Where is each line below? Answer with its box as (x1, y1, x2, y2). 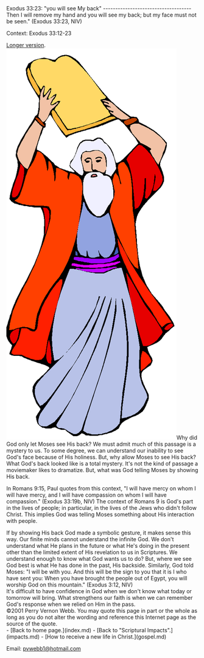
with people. (6, 517, 38, 524)
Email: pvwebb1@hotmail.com (6, 645, 81, 652)
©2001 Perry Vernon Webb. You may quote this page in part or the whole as (6, 607, 198, 614)
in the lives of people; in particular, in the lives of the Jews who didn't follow (6, 505, 197, 511)
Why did (176, 434, 198, 441)
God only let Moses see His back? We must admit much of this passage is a (6, 440, 196, 448)
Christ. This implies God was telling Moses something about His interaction (6, 511, 195, 518)
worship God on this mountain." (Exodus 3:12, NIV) (6, 581, 133, 588)
